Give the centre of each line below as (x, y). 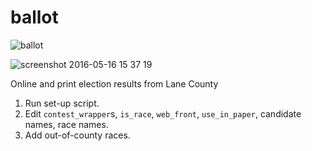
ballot (34, 17)
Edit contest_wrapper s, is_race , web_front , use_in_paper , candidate (163, 113)
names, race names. (66, 124)
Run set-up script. (62, 103)
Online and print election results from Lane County (114, 83)
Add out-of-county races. (77, 135)
